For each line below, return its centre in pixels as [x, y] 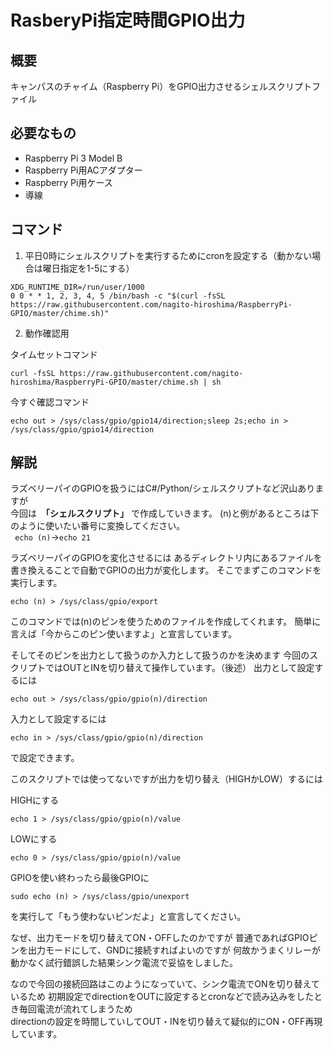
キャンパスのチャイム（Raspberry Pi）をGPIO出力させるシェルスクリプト [161, 86]
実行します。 [36, 583]
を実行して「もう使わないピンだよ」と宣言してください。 [128, 917]
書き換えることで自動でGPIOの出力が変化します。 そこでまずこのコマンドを [166, 570]
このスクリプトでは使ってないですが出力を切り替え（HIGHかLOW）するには [166, 779]
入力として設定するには [58, 719]
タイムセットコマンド [54, 354]
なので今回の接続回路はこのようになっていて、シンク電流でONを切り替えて [165, 984]
